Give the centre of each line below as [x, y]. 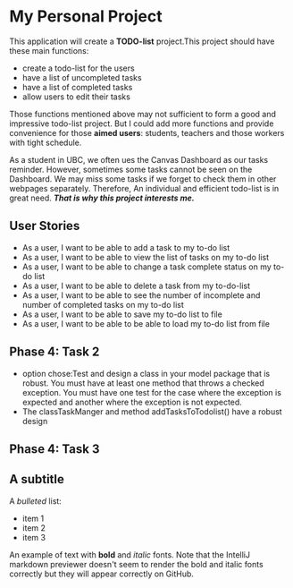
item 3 [34, 537]
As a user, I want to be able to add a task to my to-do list [126, 247]
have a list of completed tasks [77, 87]
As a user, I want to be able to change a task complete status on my [147, 267]
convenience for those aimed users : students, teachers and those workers [147, 132]
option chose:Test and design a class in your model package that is [146, 373]
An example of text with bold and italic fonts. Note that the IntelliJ [130, 554]
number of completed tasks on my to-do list [103, 304]
